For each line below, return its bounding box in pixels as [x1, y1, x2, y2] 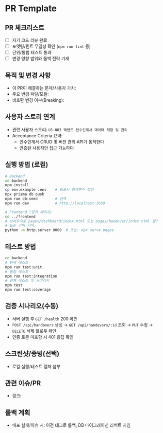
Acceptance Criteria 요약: [12, 132, 63, 139]
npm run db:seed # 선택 [5, 197, 66, 201]
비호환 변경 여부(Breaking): [12, 97, 65, 103]
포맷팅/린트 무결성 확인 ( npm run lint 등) [12, 43, 91, 49]
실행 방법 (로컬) [5, 161, 49, 169]
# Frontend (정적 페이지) [5, 210, 52, 215]
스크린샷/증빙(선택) [5, 350, 60, 358]
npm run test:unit [5, 265, 42, 270]
